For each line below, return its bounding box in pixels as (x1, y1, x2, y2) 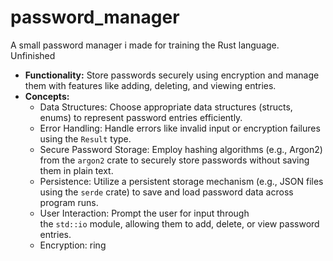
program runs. (39, 196, 99, 208)
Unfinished (10, 49, 56, 61)
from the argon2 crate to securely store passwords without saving (39, 154, 310, 166)
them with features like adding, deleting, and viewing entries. (24, 79, 277, 91)
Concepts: (24, 90, 70, 102)
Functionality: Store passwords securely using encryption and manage (24, 69, 320, 81)
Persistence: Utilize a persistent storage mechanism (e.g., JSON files (39, 175, 324, 187)
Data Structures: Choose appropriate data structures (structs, (39, 101, 293, 113)
